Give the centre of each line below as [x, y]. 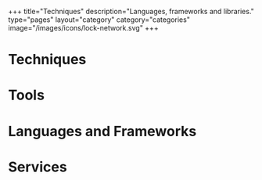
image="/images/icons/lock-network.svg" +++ [83, 28]
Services [38, 167]
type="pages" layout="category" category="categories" [99, 20]
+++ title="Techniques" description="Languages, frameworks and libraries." [131, 11]
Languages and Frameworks [102, 131]
